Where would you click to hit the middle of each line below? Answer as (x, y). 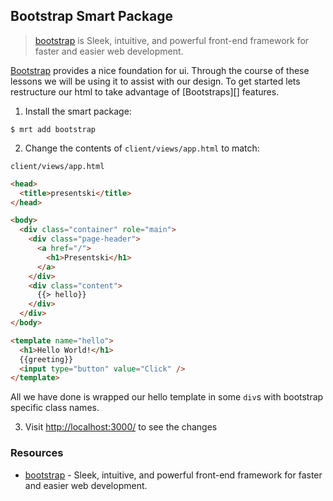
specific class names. (55, 408)
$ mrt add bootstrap (53, 129)
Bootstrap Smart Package (92, 16)
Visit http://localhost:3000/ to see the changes (121, 427)
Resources (37, 453)
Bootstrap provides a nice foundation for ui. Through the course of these (160, 70)
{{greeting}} (46, 359)
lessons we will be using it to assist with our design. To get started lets (155, 81)
